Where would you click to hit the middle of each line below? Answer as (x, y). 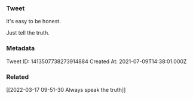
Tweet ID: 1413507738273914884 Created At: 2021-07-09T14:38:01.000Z (96, 61)
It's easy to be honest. (33, 21)
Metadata (20, 48)
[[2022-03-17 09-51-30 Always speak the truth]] (66, 89)
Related (18, 77)
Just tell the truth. (28, 33)
